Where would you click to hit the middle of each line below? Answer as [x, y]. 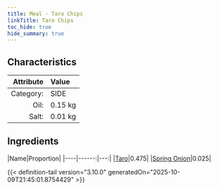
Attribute [28, 82]
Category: [27, 94]
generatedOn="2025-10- [144, 172]
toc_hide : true [30, 27]
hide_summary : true [36, 33]
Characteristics [42, 62]
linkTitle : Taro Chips [40, 20]
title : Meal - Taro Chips [45, 14]
